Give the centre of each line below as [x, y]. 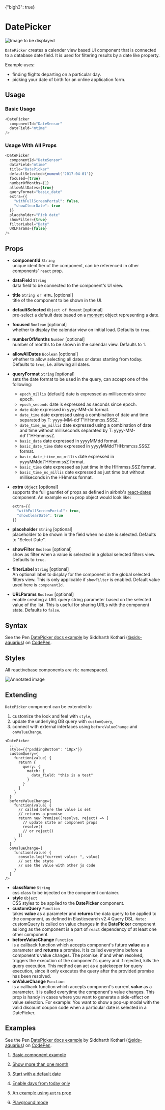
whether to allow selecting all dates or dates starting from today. [77, 359]
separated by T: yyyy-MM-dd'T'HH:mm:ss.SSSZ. [69, 420]
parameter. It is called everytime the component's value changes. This [83, 992]
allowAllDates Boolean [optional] [45, 354]
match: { [36, 771]
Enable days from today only [41, 1083]
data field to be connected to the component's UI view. [68, 285]
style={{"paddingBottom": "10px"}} [46, 749]
